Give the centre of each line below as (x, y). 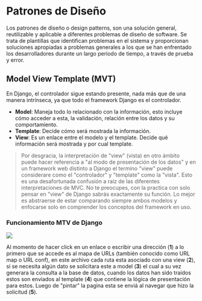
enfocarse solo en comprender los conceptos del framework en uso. (106, 207)
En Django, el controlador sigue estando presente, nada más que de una (96, 93)
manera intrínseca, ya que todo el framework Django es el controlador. (94, 100)
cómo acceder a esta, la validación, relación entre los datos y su (95, 118)
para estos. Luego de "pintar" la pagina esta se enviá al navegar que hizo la (100, 286)
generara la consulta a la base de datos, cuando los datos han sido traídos (99, 273)
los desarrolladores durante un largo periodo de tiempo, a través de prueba (100, 53)
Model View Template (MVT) (61, 79)
